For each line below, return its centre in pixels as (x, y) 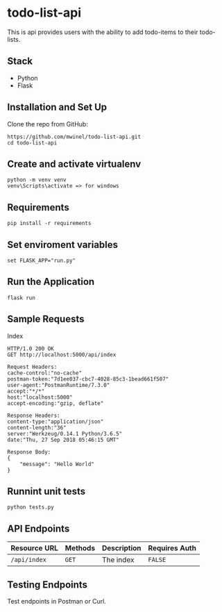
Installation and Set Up (57, 107)
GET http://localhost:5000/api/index (62, 355)
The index (118, 560)
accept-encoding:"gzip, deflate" (55, 403)
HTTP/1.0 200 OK (31, 349)
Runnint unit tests (46, 491)
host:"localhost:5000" (40, 397)
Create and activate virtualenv (74, 164)
